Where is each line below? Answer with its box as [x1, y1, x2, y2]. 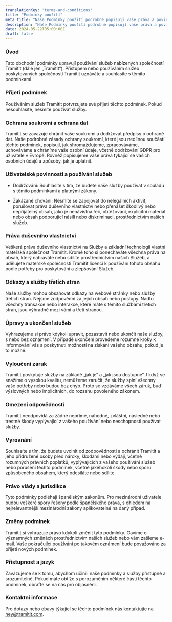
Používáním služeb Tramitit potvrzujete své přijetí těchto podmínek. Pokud [5, 101, 162, 107]
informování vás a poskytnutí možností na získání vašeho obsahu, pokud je [5, 342, 164, 348]
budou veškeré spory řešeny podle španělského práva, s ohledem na [5, 499, 151, 506]
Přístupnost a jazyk [5, 558, 55, 566]
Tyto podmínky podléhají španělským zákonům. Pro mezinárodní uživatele [5, 494, 162, 500]
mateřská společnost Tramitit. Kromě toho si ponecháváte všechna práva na [5, 249, 166, 255]
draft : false [5, 31, 33, 36]
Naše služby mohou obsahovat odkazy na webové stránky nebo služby [5, 290, 156, 296]
